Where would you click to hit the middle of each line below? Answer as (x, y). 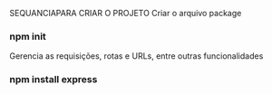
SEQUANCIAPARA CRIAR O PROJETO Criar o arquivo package (126, 13)
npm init (28, 36)
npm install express (53, 80)
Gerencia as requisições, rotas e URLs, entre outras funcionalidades (136, 56)
